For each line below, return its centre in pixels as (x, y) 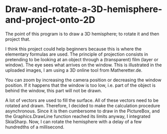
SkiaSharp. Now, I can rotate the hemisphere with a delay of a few (73, 121)
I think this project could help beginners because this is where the (73, 49)
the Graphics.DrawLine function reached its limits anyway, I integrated (78, 116)
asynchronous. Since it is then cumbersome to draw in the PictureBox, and (82, 111)
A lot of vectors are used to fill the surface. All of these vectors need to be (82, 100)
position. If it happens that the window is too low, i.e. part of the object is (80, 85)
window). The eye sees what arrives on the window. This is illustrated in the (83, 65)
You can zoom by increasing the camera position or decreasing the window (83, 80)
